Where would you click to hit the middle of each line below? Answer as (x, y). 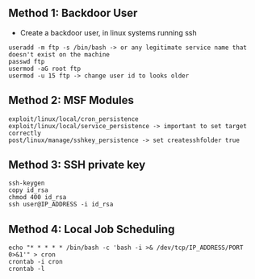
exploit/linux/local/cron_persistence (73, 119)
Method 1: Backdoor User (73, 13)
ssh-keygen (27, 183)
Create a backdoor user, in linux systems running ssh (108, 32)
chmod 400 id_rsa (38, 198)
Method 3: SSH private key (77, 165)
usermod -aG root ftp (45, 69)
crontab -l (27, 269)
